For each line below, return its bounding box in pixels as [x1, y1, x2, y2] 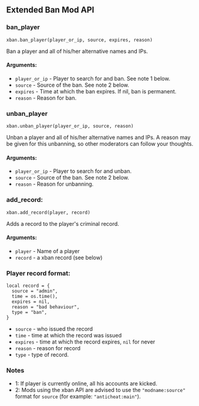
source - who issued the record [15, 325, 93, 333]
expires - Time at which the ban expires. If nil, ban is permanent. [15, 87, 177, 95]
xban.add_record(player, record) [6, 209, 91, 215]
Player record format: [6, 269, 71, 277]
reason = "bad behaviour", [11, 304, 80, 310]
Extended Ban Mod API [6, 5, 95, 15]
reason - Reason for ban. [15, 94, 77, 101]
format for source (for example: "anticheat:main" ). [15, 393, 141, 400]
